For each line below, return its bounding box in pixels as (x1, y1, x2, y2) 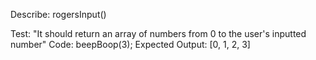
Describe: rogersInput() (10, 9, 107, 20)
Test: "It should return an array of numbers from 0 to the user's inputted (10, 28, 307, 39)
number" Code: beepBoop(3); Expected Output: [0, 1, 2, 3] (10, 39, 251, 50)
